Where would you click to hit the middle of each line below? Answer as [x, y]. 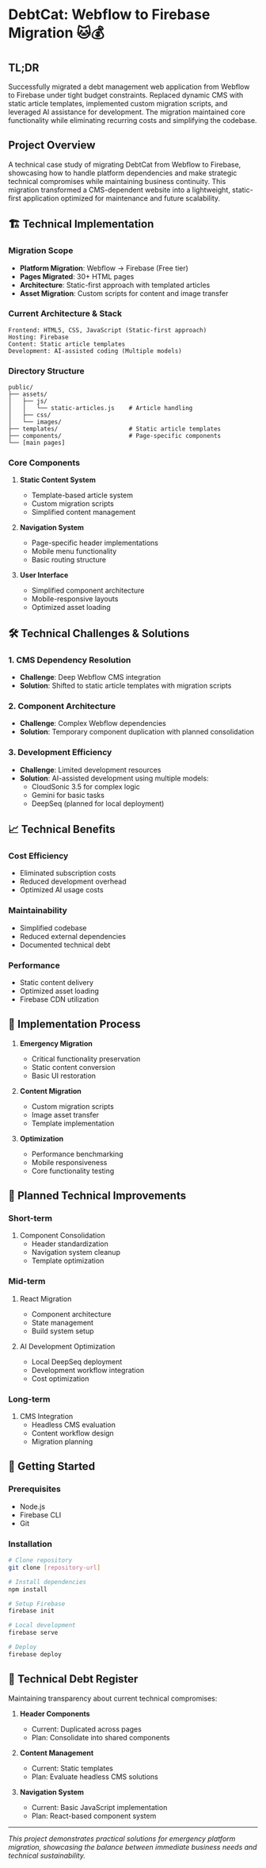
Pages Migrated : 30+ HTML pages [77, 276]
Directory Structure [46, 370]
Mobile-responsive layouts [75, 599]
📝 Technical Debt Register [73, 1679]
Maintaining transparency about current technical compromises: [113, 1698]
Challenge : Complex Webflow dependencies [93, 723]
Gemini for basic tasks [68, 795]
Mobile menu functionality [74, 551]
